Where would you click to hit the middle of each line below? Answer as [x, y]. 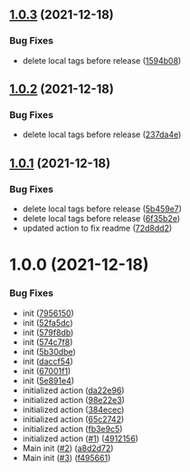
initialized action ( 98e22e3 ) [73, 399]
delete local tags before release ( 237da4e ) [102, 134]
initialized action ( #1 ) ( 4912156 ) [80, 438]
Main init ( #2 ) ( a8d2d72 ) [68, 447]
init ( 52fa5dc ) [47, 322]
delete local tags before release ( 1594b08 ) [102, 60]
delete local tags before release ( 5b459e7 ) [102, 209]
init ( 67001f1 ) [47, 370]
